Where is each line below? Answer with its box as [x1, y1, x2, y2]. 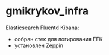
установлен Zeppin [14, 42, 64, 49]
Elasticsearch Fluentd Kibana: [5, 24, 79, 31]
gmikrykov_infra [5, 4, 89, 18]
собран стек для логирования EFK [14, 35, 103, 42]
